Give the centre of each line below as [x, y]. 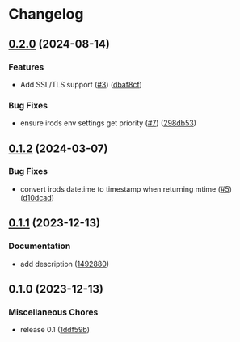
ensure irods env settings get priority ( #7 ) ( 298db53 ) [108, 123]
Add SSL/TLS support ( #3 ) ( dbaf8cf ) [81, 84]
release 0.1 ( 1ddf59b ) [55, 330]
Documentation [40, 246]
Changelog [46, 14]
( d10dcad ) [37, 197]
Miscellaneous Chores [53, 312]
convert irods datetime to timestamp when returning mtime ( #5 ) [126, 189]
